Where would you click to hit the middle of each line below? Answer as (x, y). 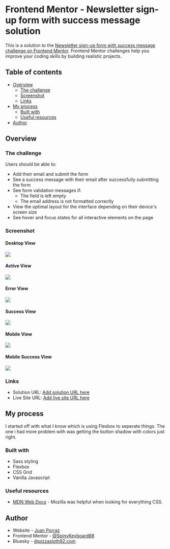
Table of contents (34, 72)
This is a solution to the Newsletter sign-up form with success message (80, 45)
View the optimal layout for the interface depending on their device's (84, 207)
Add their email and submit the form (50, 174)
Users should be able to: (31, 164)
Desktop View (20, 243)
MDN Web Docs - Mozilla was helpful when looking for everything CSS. (88, 502)
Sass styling (25, 461)
